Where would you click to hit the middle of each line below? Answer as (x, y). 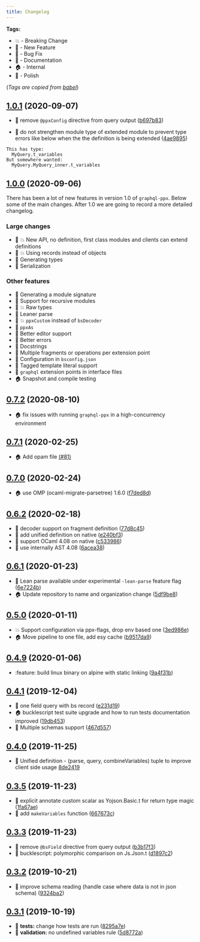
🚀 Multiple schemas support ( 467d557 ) (63, 728)
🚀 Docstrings (31, 346)
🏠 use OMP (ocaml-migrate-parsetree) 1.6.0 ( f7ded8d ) (83, 493)
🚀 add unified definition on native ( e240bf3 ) (69, 535)
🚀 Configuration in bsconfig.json (55, 359)
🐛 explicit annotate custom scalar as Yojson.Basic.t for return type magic (104, 800)
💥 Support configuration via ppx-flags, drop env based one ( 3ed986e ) (102, 630)
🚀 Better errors (33, 339)
